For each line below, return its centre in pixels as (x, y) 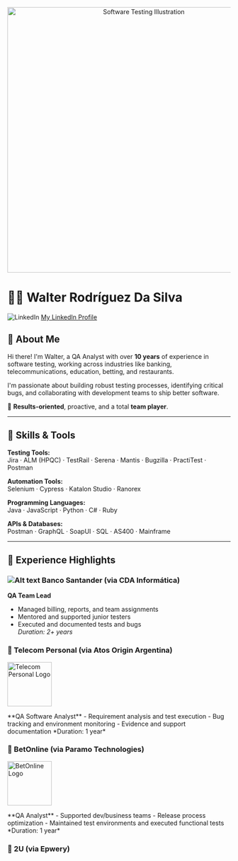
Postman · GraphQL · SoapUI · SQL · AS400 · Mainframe (89, 531)
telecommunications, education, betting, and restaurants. (91, 371)
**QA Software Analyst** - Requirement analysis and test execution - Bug (116, 716)
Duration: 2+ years (45, 632)
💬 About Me (34, 340)
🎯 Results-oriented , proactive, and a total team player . (88, 406)
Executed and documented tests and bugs (79, 625)
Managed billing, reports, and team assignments (88, 610)
